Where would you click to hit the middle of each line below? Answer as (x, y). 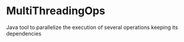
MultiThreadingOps (56, 11)
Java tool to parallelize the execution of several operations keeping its (92, 27)
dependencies (24, 33)
